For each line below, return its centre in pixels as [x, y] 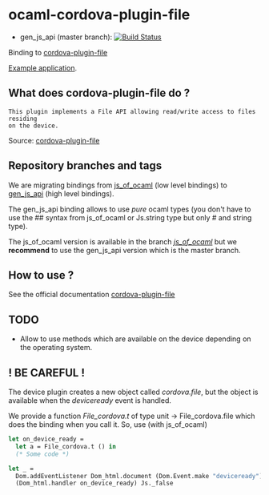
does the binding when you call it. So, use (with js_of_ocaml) [108, 425]
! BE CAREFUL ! [47, 373]
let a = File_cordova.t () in [66, 446]
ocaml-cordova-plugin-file [99, 15]
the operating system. [56, 348]
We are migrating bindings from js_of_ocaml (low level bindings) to [118, 185]
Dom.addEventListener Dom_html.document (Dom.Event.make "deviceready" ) [139, 476]
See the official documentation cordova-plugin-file [92, 295]
